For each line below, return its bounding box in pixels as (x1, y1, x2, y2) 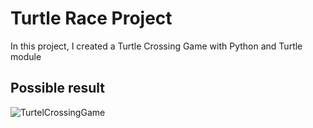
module (10, 50, 42, 62)
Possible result (10, 80, 106, 97)
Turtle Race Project (10, 7, 173, 30)
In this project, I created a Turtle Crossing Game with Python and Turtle (10, 40, 303, 52)
